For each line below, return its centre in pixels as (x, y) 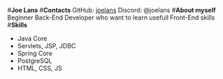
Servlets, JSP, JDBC (46, 46)
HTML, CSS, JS (39, 68)
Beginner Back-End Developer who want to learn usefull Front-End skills (111, 17)
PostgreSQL (35, 61)
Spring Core (35, 53)
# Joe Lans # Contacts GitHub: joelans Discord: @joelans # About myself (111, 10)
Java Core (32, 38)
